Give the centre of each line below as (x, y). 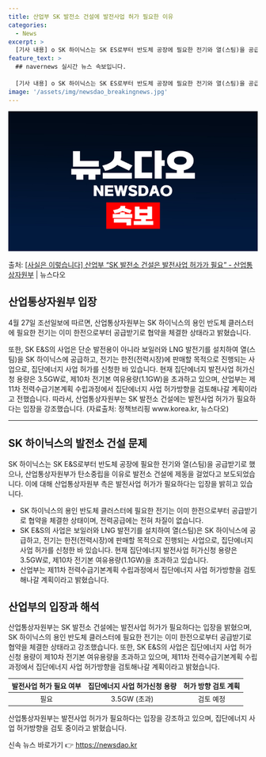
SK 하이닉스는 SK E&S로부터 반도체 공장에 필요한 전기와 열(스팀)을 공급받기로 (128, 464)
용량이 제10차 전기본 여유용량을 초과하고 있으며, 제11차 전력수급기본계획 (133, 657)
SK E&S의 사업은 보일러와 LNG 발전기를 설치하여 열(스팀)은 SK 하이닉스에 (133, 530)
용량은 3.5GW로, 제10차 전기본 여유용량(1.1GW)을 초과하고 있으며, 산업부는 (132, 379)
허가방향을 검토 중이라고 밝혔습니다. (71, 728)
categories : (28, 25)
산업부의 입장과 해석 (54, 607)
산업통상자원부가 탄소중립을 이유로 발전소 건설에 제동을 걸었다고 (123, 474)
